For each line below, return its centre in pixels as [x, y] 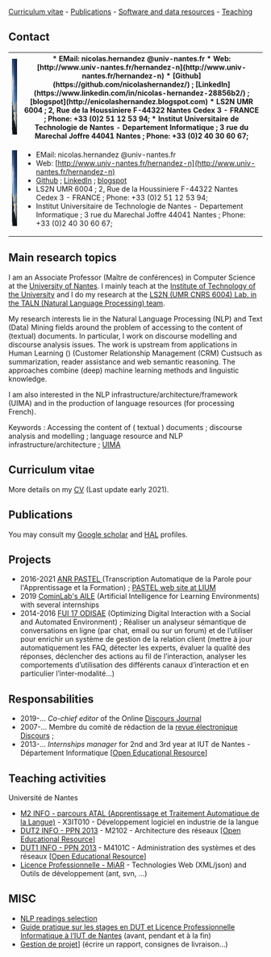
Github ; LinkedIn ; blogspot [81, 180]
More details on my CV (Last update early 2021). [89, 489]
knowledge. [28, 378]
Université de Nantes [43, 797]
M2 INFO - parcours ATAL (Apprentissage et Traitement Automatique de [140, 813]
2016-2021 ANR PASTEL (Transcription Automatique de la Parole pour [136, 579]
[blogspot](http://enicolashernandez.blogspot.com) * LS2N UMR [142, 102]
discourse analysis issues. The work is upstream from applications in [123, 344]
